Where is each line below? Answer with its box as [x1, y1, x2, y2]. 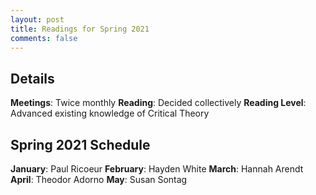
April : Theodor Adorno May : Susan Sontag [10, 174, 188, 185]
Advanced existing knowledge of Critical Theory [10, 107, 210, 120]
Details [10, 70, 55, 87]
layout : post [10, 14, 65, 25]
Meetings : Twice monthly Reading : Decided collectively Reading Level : [10, 97, 307, 109]
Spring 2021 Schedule [10, 136, 151, 153]
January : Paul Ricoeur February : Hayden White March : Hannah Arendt [10, 163, 304, 175]
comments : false [10, 33, 78, 43]
